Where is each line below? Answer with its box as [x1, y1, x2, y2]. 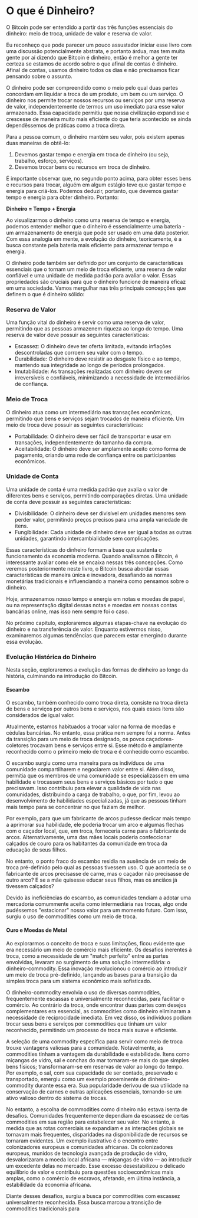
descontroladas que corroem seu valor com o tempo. [14, 349, 144, 356]
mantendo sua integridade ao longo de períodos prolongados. [14, 362, 166, 369]
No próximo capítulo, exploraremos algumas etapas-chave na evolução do [6, 619, 187, 626]
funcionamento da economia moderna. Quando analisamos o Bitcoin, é [6, 552, 179, 559]
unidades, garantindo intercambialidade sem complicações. [14, 535, 160, 542]
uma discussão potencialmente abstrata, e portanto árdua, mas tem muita [6, 47, 186, 54]
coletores [6, 742, 29, 749]
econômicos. [14, 457, 47, 464]
